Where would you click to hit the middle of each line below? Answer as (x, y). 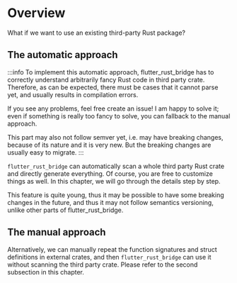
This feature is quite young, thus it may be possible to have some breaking (116, 195)
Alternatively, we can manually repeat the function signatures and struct (112, 249)
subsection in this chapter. (46, 272)
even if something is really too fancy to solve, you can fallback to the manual (119, 116)
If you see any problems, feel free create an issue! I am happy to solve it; (113, 109)
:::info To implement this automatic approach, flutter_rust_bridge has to (111, 72)
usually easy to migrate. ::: (46, 152)
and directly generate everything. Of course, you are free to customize (110, 173)
